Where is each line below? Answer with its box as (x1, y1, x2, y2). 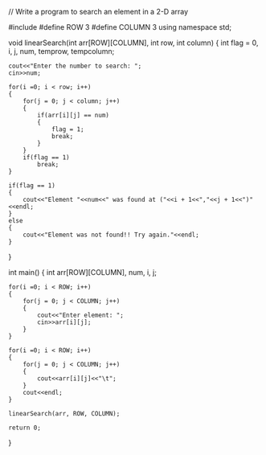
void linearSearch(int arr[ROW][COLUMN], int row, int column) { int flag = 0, (8, 38, 259, 47)
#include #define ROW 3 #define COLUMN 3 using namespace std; (8, 23, 232, 31)
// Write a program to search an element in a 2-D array (8, 7, 189, 16)
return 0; (8, 424, 42, 432)
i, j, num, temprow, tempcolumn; (8, 47, 115, 55)
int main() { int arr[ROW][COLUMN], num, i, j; (8, 268, 157, 277)
